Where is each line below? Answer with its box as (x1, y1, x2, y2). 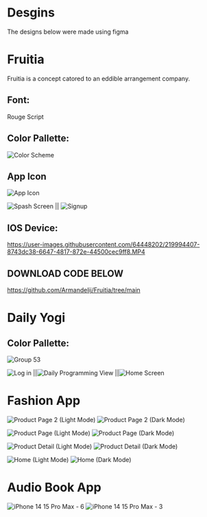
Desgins (7, 5, 55, 21)
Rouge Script (7, 112, 45, 121)
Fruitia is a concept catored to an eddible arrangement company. (7, 74, 191, 82)
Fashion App (7, 393, 81, 408)
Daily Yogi (7, 310, 66, 326)
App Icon (7, 170, 47, 182)
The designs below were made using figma (7, 27, 129, 36)
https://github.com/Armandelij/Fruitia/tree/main (7, 285, 141, 294)
